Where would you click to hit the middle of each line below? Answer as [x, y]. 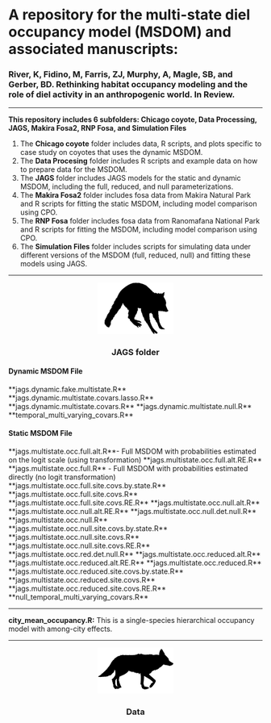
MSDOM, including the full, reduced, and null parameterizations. [127, 186]
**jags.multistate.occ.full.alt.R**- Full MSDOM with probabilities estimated [132, 451]
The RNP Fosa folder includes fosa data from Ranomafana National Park [140, 221]
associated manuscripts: [94, 49]
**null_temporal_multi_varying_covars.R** [79, 597]
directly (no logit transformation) [62, 477]
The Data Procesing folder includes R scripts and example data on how [139, 161]
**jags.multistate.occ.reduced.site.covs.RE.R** [88, 589]
